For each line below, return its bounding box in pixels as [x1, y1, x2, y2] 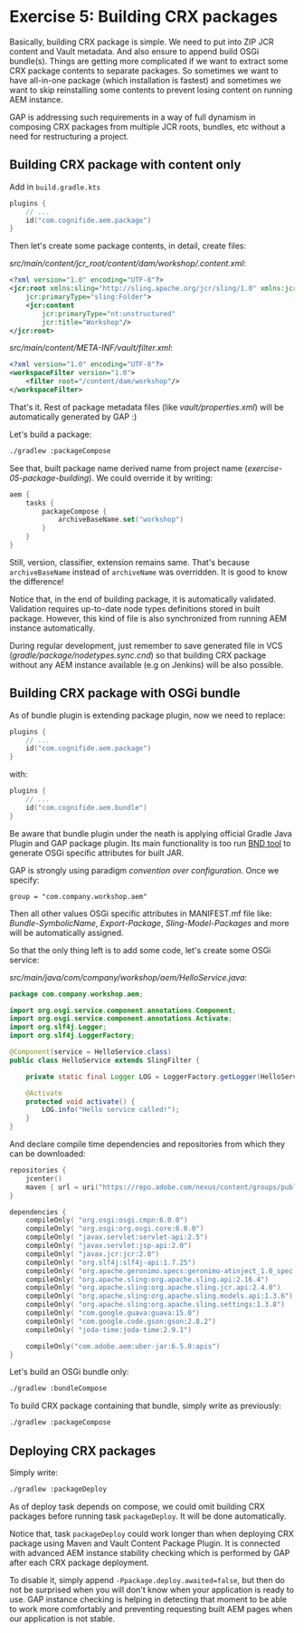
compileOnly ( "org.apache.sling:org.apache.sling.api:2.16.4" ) [25, 1275, 270, 1284]
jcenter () [25, 1174, 63, 1184]
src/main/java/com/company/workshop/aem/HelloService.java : [9, 971, 247, 982]
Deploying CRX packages [9, 1443, 157, 1458]
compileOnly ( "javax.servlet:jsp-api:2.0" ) [25, 1242, 193, 1251]
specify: [9, 874, 40, 885]
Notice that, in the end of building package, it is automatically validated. [9, 594, 276, 604]
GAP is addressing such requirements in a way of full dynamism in [9, 111, 256, 122]
